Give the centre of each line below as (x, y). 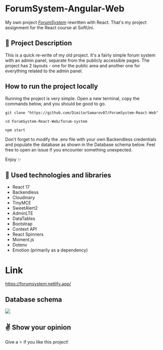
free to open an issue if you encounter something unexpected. (69, 150)
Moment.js (23, 240)
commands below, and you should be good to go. (56, 103)
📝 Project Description (39, 43)
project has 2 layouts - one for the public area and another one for (73, 65)
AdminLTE (23, 213)
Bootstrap (22, 224)
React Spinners (28, 234)
